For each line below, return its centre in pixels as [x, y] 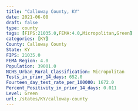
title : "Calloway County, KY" [43, 11]
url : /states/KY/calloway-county [47, 99]
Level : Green [22, 93]
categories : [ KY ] [27, 39]
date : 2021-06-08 [27, 17]
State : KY [18, 50]
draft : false [22, 22]
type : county [22, 28]
